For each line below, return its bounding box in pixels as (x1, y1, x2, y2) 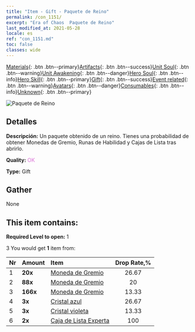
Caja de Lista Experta (50, 317, 110, 325)
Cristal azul (50, 297, 82, 305)
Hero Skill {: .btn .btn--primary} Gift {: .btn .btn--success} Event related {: (17, 75, 189, 83)
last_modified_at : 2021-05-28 (6, 25, 81, 31)
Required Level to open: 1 (6, 234, 69, 241)
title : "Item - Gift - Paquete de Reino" (6, 8, 110, 15)
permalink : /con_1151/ (6, 14, 62, 20)
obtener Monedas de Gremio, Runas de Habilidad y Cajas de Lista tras (6, 139, 177, 146)
